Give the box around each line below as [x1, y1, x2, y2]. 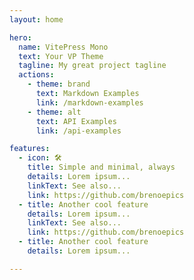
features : [9, 144, 51, 154]
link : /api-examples [35, 126, 122, 136]
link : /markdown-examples [35, 97, 144, 108]
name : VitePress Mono [18, 42, 109, 52]
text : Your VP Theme [18, 51, 104, 61]
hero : [9, 32, 32, 43]
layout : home [9, 14, 64, 25]
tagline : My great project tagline [18, 61, 167, 71]
